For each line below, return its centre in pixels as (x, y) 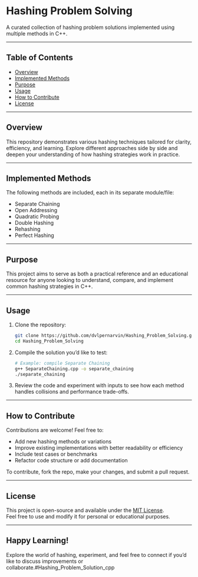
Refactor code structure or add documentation (71, 461)
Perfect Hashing (34, 235)
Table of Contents (40, 58)
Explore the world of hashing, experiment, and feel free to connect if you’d (96, 555)
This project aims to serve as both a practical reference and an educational (97, 274)
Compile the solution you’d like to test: (61, 352)
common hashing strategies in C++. (49, 286)
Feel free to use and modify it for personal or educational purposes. (88, 516)
